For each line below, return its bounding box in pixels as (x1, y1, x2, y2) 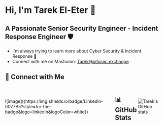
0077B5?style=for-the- (5, 104, 52, 110)
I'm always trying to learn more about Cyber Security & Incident (12, 48, 142, 54)
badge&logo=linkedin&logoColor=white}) (5, 109, 89, 115)
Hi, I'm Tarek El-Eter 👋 (5, 4, 96, 16)
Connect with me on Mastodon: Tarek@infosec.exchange (12, 59, 129, 64)
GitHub (115, 106, 137, 114)
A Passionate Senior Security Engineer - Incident (5, 24, 159, 33)
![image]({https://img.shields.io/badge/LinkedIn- (5, 98, 103, 104)
